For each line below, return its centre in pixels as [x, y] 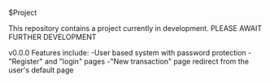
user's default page [41, 70]
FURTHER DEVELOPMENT [52, 37]
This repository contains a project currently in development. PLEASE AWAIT [135, 28]
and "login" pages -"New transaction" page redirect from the [147, 61]
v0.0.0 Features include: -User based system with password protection [127, 52]
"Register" [26, 61]
